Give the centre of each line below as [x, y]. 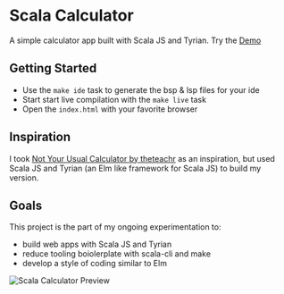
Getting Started [53, 68]
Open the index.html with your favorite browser [110, 109]
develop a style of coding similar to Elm [95, 264]
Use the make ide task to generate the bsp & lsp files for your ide [141, 89]
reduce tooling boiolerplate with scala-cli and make [117, 254]
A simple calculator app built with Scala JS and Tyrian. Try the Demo [135, 40]
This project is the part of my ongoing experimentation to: [115, 227]
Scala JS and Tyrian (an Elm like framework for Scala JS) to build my [135, 168]
